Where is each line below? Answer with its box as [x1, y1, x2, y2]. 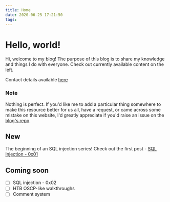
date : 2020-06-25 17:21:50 [5, 12, 63, 17]
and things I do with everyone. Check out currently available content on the [5, 61, 164, 68]
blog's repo [5, 117, 30, 123]
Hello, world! [5, 39, 61, 51]
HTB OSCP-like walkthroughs [12, 185, 75, 192]
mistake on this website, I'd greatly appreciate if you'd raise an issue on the [5, 112, 164, 118]
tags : [5, 17, 17, 22]
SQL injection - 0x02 [12, 179, 57, 186]
